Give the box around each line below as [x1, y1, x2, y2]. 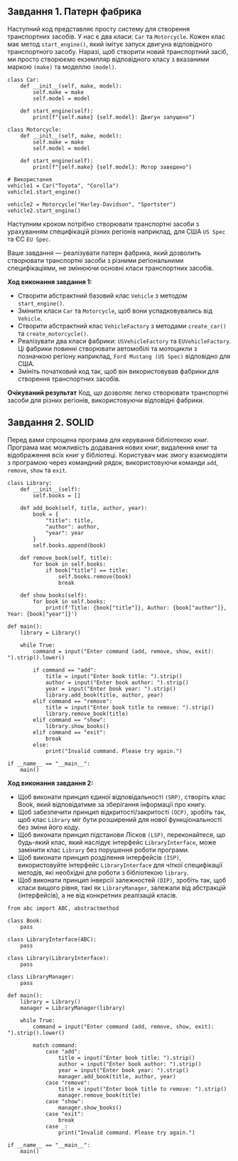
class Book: [7, 917, 43, 925]
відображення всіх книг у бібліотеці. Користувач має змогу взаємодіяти [7, 450, 228, 459]
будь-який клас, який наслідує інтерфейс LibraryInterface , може [17, 838, 217, 846]
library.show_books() [45, 722, 110, 729]
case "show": [45, 1098, 84, 1105]
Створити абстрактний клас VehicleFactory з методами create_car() [17, 321, 227, 330]
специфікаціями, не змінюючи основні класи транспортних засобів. [7, 264, 215, 272]
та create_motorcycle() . [17, 329, 89, 338]
